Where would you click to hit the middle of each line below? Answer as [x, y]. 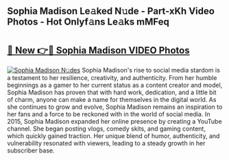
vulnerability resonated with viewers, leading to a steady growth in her [106, 143]
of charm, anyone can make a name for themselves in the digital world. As [112, 99]
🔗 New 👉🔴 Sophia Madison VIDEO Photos [98, 50]
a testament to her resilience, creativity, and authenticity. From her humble [112, 78]
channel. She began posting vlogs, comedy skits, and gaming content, [106, 129]
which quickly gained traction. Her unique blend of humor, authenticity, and [113, 136]
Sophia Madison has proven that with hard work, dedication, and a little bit [112, 92]
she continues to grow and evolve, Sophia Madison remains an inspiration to [115, 107]
